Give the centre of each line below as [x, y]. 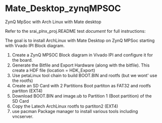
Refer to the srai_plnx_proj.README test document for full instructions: [75, 31]
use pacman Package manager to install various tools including [75, 111]
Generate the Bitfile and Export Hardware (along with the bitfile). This [81, 65]
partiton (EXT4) [27, 91]
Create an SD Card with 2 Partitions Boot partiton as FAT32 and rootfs [81, 85]
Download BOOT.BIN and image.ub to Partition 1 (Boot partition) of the [82, 96]
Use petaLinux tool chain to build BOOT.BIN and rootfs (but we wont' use [84, 75]
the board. [22, 60]
